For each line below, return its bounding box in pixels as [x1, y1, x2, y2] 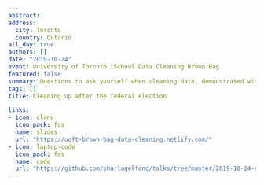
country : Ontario [15, 33, 72, 42]
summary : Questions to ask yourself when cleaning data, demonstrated [8, 77, 244, 85]
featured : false [8, 70, 61, 78]
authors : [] [8, 48, 47, 56]
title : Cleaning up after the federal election [8, 92, 167, 100]
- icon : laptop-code [8, 142, 76, 150]
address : [8, 19, 37, 27]
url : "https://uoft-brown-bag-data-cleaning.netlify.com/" [15, 135, 213, 143]
